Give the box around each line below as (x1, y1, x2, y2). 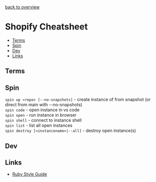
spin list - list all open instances (5, 122, 73, 128)
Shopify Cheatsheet (5, 21, 88, 32)
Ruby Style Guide (12, 171, 47, 177)
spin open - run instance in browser (5, 112, 77, 118)
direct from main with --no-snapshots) (5, 102, 82, 108)
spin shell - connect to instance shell (5, 117, 82, 123)
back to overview (5, 4, 40, 10)
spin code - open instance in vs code (5, 107, 79, 113)
